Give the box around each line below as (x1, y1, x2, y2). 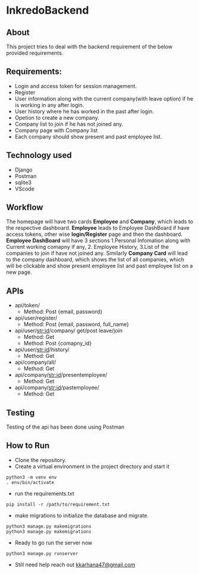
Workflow (6, 202, 43, 213)
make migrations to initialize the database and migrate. (14, 511, 149, 519)
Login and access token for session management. (14, 82, 137, 89)
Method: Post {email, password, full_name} (23, 321, 129, 328)
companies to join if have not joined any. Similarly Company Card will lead (6, 249, 188, 257)
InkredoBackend (6, 4, 89, 17)
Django (14, 166, 33, 173)
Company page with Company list (14, 126, 98, 134)
